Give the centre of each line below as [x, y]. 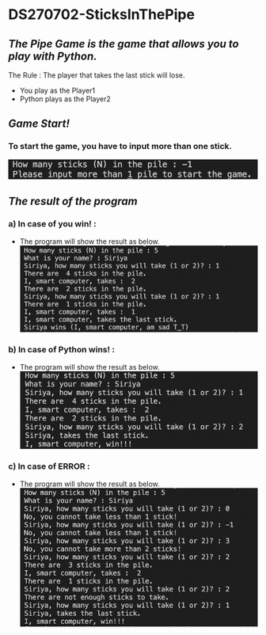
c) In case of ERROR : [49, 466]
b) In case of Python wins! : [61, 350]
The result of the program [73, 202]
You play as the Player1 [57, 90]
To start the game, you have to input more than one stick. [120, 146]
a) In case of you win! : [52, 224]
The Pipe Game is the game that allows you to [123, 44]
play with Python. [53, 56]
